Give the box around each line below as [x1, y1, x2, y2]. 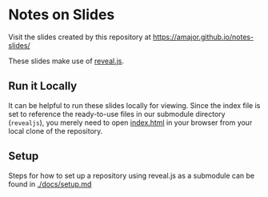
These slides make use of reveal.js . [8, 56, 125, 66]
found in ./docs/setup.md [8, 179, 92, 189]
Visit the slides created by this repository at [8, 32, 152, 42]
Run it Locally [8, 79, 78, 93]
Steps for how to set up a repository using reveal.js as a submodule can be [8, 171, 255, 180]
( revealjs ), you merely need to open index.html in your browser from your [8, 118, 253, 127]
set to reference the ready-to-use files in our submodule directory [8, 109, 226, 119]
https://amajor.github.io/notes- [153, 32, 254, 42]
